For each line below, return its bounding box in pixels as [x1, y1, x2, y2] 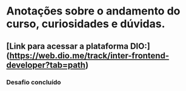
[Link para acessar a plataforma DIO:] [6, 41, 150, 51]
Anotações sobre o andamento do [6, 4, 181, 18]
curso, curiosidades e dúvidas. [6, 17, 165, 31]
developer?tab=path [6, 60, 86, 70]
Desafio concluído [6, 78, 62, 86]
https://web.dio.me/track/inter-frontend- [9, 50, 170, 61]
